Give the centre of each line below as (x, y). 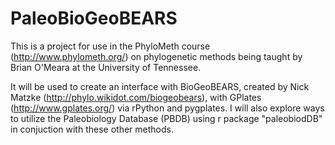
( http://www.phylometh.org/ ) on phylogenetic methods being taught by (156, 56)
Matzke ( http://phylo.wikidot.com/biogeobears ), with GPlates (136, 97)
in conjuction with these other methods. (92, 129)
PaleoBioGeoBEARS (94, 18)
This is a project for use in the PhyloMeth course (110, 46)
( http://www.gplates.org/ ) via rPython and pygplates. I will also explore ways (167, 108)
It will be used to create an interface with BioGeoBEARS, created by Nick (160, 86)
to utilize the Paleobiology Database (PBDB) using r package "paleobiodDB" (166, 118)
